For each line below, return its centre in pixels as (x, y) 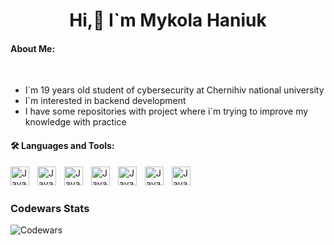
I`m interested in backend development (105, 101)
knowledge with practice (75, 122)
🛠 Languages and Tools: (62, 145)
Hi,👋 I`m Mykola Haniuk (168, 20)
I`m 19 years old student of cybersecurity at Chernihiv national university (174, 90)
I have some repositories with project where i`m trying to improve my (166, 111)
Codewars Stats (50, 208)
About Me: (33, 48)
